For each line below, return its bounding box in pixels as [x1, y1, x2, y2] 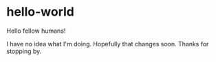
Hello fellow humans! [6, 27, 66, 35]
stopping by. [6, 47, 42, 55]
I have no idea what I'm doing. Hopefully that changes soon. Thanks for [6, 40, 209, 48]
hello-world [6, 4, 75, 20]
